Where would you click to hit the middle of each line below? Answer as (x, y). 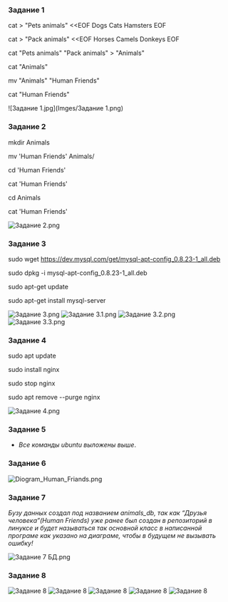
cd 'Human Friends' (37, 170)
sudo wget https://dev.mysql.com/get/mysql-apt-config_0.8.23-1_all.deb (114, 259)
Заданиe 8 (27, 575)
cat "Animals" (28, 67)
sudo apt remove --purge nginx (54, 398)
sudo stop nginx (32, 383)
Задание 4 (27, 340)
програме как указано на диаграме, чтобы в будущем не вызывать (112, 536)
